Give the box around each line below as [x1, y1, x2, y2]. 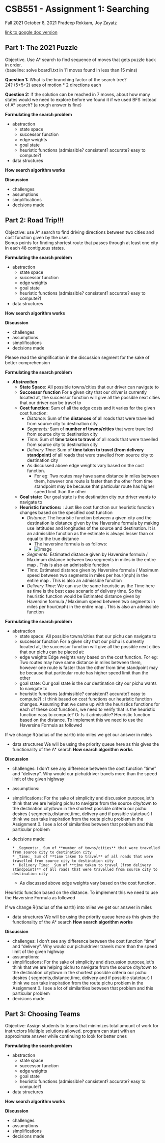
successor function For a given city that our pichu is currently [19, 638, 144, 644]
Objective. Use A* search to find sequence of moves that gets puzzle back [5, 57, 156, 63]
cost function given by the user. [5, 234, 69, 240]
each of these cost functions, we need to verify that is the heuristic [19, 706, 156, 712]
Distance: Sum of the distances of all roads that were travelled [27, 415, 154, 421]
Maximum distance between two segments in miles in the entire [27, 556, 156, 562]
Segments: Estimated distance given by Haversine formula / [27, 551, 148, 557]
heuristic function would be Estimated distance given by [27, 593, 141, 599]
